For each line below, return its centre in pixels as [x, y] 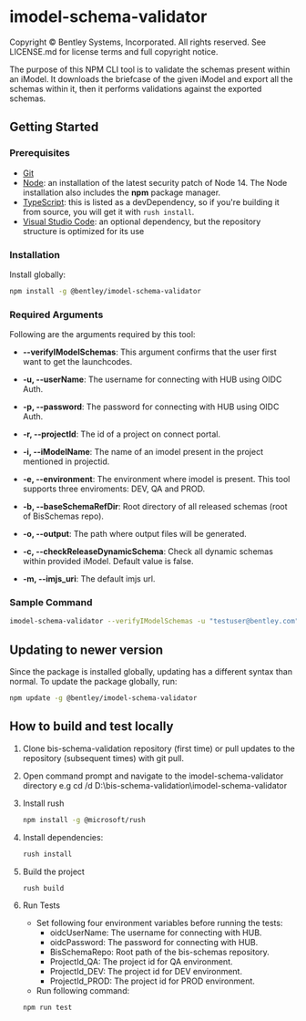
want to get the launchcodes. [77, 362]
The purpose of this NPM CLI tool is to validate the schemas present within [150, 69]
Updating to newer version [87, 650]
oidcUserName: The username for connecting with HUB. [156, 933]
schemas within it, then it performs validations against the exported [136, 88]
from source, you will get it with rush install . [108, 211]
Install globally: [38, 274]
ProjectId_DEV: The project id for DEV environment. [146, 972]
